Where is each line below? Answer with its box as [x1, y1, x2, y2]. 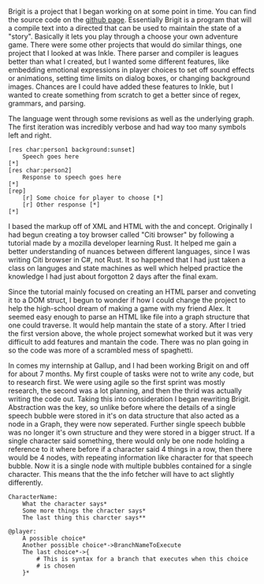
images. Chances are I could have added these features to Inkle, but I [8, 82, 234, 91]
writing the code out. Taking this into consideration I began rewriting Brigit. [8, 394, 251, 404]
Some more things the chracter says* [22, 507, 147, 515]
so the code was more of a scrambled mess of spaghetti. [8, 346, 194, 355]
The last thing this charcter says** [22, 514, 147, 522]
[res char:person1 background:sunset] [8, 146, 136, 153]
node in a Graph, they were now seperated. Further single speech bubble [8, 420, 246, 428]
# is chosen [36, 562, 76, 570]
